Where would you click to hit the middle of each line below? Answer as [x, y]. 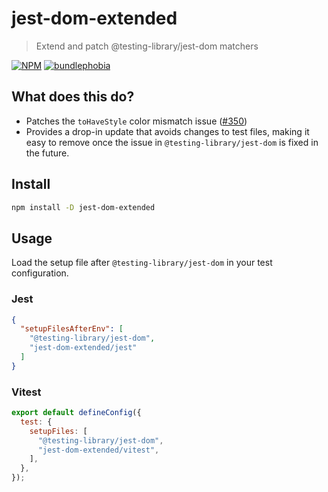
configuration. [40, 273]
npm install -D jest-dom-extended [83, 207]
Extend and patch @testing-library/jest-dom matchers [147, 46]
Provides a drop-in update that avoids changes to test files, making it [167, 131]
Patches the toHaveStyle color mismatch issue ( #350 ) [136, 121]
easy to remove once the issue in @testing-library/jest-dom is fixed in [172, 142]
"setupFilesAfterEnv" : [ [72, 329]
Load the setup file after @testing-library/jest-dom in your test [142, 263]
